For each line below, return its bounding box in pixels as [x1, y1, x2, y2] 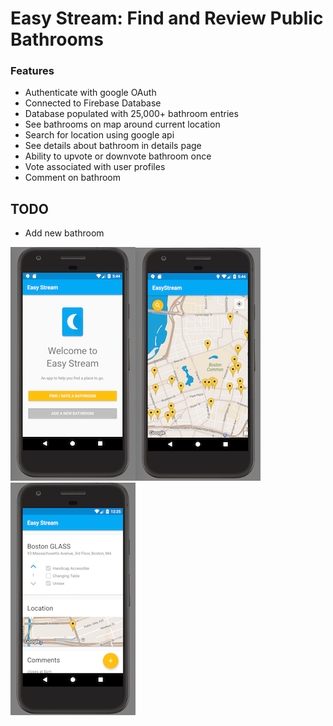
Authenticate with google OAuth [24, 87, 157, 99]
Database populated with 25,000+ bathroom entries [24, 108, 239, 120]
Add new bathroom [24, 227, 105, 239]
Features [10, 64, 55, 78]
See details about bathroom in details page [24, 140, 202, 152]
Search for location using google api [24, 129, 175, 141]
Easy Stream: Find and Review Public [10, 7, 324, 30]
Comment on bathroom [24, 172, 122, 184]
